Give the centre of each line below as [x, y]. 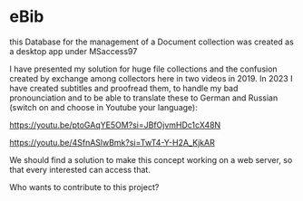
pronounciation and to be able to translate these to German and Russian [144, 98]
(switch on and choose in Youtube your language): [103, 107]
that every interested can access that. [80, 169]
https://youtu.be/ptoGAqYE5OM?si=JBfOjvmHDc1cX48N [115, 125]
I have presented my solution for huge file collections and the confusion [144, 69]
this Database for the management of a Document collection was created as [152, 42]
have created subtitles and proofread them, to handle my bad [124, 88]
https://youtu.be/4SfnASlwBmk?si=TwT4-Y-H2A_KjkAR [112, 142]
